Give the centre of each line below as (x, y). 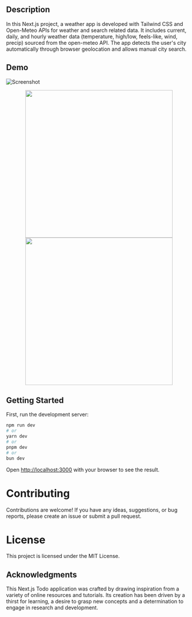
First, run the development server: (47, 415)
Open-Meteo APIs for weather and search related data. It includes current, (96, 30)
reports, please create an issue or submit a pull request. (74, 516)
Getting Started (35, 401)
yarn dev (17, 437)
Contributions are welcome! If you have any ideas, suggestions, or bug (92, 510)
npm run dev (21, 425)
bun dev (16, 458)
